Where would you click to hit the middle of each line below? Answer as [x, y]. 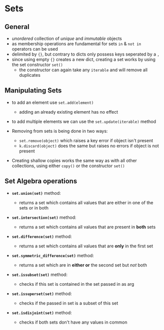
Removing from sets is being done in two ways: [60, 131]
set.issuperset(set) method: [42, 294]
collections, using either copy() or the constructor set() [68, 166]
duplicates [30, 75]
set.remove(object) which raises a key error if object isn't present [86, 140]
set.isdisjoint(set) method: [42, 312]
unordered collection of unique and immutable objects [67, 38]
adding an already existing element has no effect [69, 112]
